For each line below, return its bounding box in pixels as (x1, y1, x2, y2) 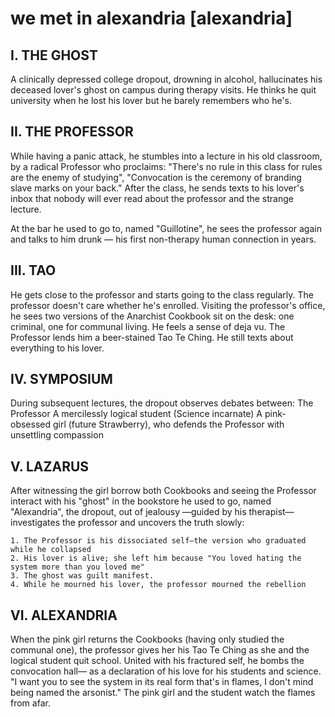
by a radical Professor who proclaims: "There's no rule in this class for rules (10, 160, 323, 172)
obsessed (10, 418, 52, 431)
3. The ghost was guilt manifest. (10, 571, 155, 581)
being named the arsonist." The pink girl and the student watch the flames (10, 687, 316, 699)
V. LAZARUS (10, 458, 90, 475)
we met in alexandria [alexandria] (10, 7, 293, 30)
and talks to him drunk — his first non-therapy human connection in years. (10, 233, 317, 245)
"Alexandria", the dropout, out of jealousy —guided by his (10, 506, 247, 518)
